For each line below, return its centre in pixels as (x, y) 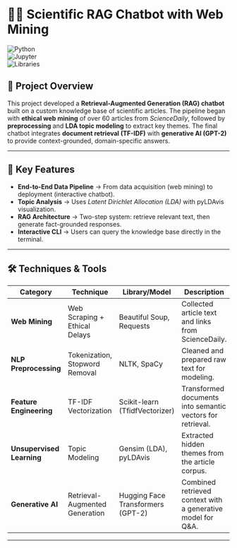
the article (198, 462)
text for (194, 369)
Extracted (197, 436)
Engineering (32, 411)
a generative (202, 509)
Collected (197, 304)
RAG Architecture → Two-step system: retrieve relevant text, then (114, 216)
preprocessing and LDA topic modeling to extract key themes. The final (113, 126)
